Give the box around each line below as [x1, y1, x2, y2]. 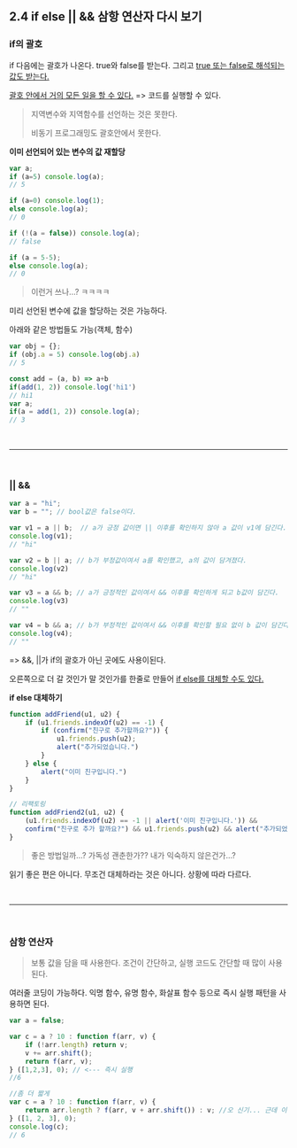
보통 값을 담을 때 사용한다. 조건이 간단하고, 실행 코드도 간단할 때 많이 [30, 958, 267, 968]
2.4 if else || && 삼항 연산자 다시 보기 [9, 9, 202, 25]
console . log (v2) [9, 564, 69, 573]
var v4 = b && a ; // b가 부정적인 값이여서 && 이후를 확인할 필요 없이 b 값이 [9, 621, 268, 630]
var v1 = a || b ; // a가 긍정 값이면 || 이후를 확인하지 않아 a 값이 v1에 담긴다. [9, 524, 287, 532]
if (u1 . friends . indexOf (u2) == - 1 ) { [25, 717, 164, 727]
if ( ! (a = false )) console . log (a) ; [9, 229, 141, 237]
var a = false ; [9, 1016, 65, 1026]
